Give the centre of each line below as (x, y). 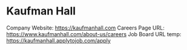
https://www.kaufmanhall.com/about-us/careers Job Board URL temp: (94, 34)
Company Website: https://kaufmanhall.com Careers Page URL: (85, 28)
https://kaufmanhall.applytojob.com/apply (58, 40)
